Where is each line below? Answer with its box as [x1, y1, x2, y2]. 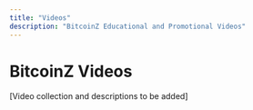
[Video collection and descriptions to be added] [9, 91, 188, 102]
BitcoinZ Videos [9, 61, 133, 82]
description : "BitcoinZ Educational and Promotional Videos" [9, 22, 247, 31]
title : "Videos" [9, 13, 71, 23]
